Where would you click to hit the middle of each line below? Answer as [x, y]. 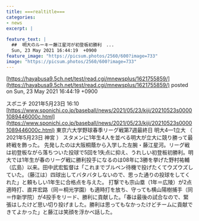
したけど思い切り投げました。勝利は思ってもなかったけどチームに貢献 [102, 204]
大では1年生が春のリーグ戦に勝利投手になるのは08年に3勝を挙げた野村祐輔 [98, 160]
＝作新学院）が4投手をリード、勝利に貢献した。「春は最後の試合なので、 [95, 197]
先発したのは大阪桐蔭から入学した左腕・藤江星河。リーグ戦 [117, 145]
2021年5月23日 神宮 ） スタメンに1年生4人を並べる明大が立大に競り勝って [97, 137]
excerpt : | [20, 28]
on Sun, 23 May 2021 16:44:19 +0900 [52, 91]
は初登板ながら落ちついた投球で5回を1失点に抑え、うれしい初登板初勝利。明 [100, 152]
